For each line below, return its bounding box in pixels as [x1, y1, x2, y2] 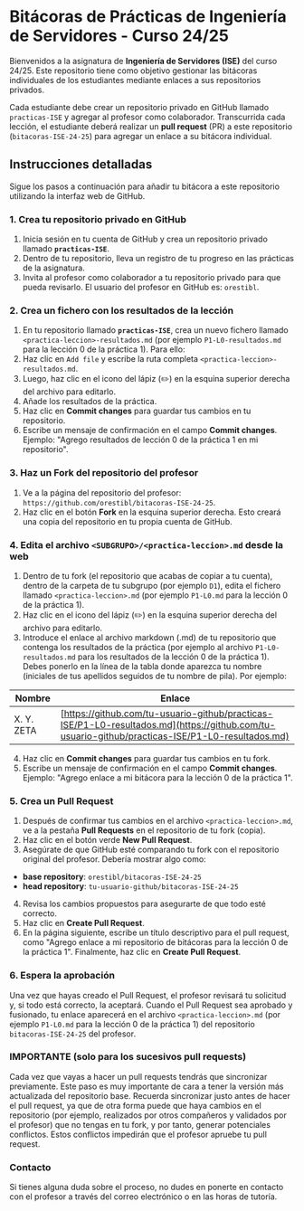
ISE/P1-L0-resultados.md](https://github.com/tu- [60, 718, 276, 731]
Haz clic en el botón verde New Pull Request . [22, 835, 193, 846]
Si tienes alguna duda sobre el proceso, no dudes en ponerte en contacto [9, 1182, 284, 1193]
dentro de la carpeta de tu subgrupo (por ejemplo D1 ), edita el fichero [22, 580, 281, 591]
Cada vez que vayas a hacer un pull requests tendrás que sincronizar [9, 1071, 268, 1082]
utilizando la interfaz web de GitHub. [9, 190, 146, 201]
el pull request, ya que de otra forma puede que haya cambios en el [9, 1100, 262, 1111]
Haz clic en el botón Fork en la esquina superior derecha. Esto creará [22, 506, 281, 517]
